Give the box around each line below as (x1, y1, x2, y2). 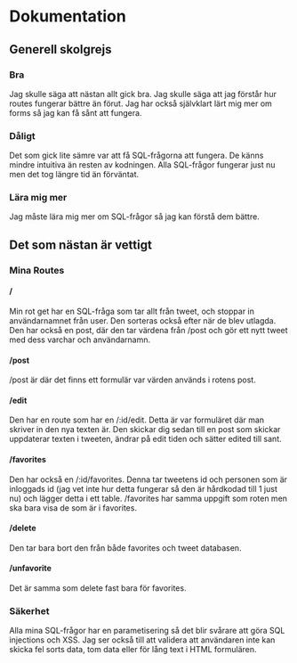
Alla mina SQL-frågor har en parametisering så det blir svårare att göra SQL (9, 626, 285, 636)
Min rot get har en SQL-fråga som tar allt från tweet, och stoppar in (9, 306, 255, 316)
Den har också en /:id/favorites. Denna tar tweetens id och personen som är (9, 474, 287, 485)
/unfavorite (9, 563, 52, 574)
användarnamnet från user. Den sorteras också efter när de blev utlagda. (9, 315, 277, 326)
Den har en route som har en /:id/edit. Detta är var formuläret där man (9, 414, 265, 425)
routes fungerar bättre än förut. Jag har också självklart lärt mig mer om (9, 98, 273, 109)
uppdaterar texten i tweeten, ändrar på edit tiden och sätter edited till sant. (9, 434, 282, 445)
